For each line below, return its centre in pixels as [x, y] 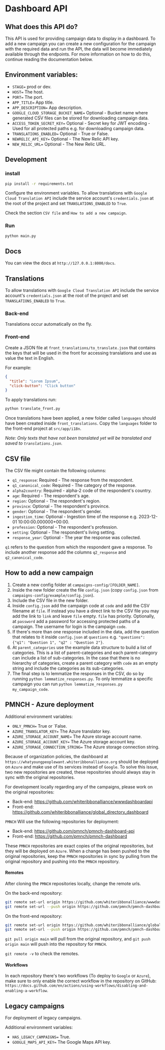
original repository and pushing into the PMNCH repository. [62, 861]
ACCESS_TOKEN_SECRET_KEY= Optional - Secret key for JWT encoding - [81, 123]
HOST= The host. [28, 92]
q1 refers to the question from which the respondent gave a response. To [79, 547]
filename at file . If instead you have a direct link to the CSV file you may [86, 611]
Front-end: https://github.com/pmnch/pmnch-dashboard [69, 836]
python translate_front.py [33, 409]
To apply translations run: [31, 400]
